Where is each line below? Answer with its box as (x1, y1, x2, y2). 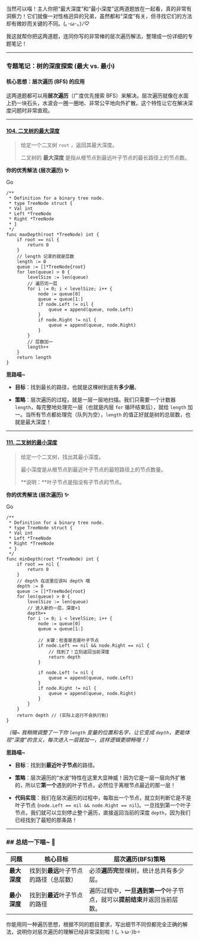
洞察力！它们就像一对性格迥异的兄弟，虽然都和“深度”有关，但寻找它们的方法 (6, 12, 192, 20)
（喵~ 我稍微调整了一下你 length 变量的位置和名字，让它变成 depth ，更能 (6, 728, 185, 735)
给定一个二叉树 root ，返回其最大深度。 (20, 141, 118, 149)
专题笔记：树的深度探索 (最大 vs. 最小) (6, 62, 115, 70)
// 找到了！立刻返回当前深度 (48, 649, 110, 655)
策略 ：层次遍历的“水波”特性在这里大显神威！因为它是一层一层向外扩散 (14, 774, 186, 781)
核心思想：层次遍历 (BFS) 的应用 (6, 78, 85, 85)
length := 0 (17, 259, 46, 265)
